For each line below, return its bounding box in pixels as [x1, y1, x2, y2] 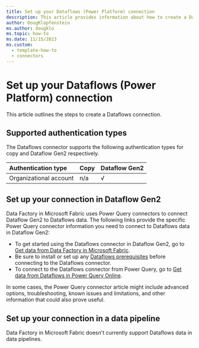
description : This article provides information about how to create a [6, 14, 187, 20]
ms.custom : [6, 42, 33, 48]
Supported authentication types [6, 128, 127, 138]
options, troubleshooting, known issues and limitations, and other [6, 290, 166, 297]
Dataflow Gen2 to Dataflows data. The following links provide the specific [6, 216, 185, 223]
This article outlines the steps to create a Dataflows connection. [6, 110, 162, 118]
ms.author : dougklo [6, 25, 54, 31]
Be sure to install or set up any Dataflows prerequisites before [14, 253, 166, 260]
